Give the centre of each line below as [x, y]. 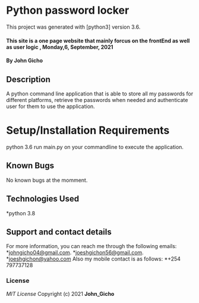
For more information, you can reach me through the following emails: [91, 246]
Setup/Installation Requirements [88, 130]
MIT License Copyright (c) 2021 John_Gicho [60, 293]
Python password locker [68, 10]
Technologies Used [42, 199]
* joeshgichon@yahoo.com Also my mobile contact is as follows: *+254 [94, 259]
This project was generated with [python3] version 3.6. [73, 27]
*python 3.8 [21, 213]
